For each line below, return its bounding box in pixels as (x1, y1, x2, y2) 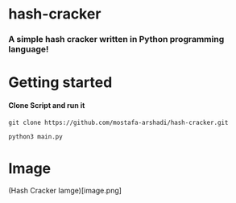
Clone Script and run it (8, 100, 85, 110)
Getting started (8, 73, 113, 92)
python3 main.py (8, 132, 63, 141)
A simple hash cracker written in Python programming (8, 34, 225, 45)
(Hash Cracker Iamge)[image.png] (8, 186, 122, 196)
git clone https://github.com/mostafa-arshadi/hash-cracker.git (8, 118, 229, 126)
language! (8, 43, 49, 55)
